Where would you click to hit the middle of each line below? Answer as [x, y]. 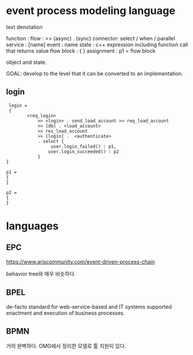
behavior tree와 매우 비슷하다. [41, 274]
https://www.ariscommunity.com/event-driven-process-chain [81, 261]
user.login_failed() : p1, [84, 146]
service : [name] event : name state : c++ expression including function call [97, 45]
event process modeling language [91, 11]
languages [32, 226]
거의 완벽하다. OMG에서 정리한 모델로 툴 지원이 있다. [66, 346]
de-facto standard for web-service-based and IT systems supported [89, 306]
